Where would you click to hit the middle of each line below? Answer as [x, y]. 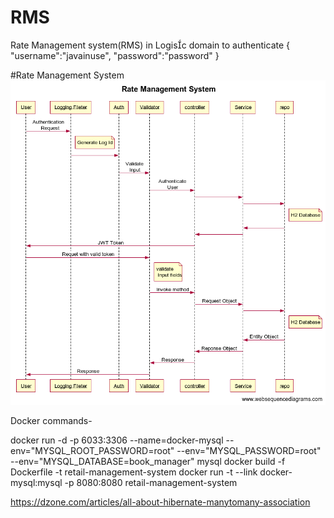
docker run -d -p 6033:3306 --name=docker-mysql [117, 440]
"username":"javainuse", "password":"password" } [115, 55]
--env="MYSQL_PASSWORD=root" [249, 450]
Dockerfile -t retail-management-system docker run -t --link [134, 472]
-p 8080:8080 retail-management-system [151, 482]
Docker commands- [51, 420]
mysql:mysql [36, 482]
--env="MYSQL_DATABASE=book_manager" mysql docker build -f [148, 461]
